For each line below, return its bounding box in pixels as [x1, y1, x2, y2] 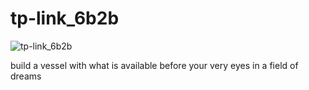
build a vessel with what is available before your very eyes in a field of [10, 59, 299, 71]
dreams [10, 70, 42, 82]
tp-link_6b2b [10, 7, 120, 30]
